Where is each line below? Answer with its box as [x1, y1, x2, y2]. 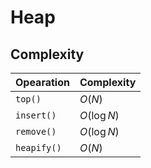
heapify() [15, 142, 62, 153]
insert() [15, 110, 57, 121]
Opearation [15, 76, 70, 89]
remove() [15, 126, 57, 137]
